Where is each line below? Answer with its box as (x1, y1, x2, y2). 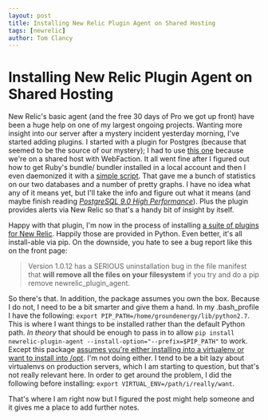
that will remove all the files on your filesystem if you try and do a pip (27, 270, 259, 279)
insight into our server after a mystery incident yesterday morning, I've (8, 129, 240, 138)
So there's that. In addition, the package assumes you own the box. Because (8, 294, 260, 303)
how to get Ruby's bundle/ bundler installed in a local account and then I (8, 163, 246, 172)
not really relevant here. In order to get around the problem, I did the (8, 370, 232, 380)
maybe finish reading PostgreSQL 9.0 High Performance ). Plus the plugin (8, 196, 249, 206)
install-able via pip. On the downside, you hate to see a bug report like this (8, 237, 253, 248)
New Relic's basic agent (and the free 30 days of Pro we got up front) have (8, 112, 255, 121)
